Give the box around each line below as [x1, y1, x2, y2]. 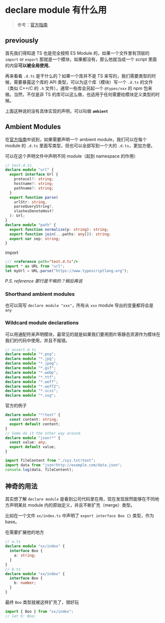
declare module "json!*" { [5, 435, 61, 440]
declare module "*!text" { [5, 412, 61, 417]
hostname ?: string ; [14, 181, 54, 186]
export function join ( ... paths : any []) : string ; [9, 231, 111, 237]
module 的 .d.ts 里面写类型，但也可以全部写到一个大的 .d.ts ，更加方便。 [5, 143, 155, 148]
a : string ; [14, 553, 36, 558]
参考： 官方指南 [17, 22, 48, 28]
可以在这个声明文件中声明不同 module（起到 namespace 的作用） [5, 153, 138, 159]
